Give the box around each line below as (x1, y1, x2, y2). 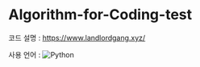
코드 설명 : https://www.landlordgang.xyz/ (8, 33, 146, 42)
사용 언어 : (8, 49, 41, 59)
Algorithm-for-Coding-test (8, 6, 192, 24)
